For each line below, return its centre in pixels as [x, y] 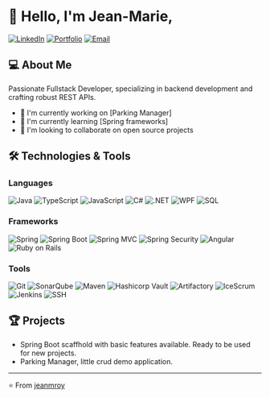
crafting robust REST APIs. [52, 97]
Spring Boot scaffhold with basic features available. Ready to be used [135, 344]
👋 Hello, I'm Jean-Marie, [91, 17]
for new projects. [48, 353]
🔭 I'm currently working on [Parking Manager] [96, 113]
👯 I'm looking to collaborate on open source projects [107, 130]
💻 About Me [40, 65]
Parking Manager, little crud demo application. [96, 361]
